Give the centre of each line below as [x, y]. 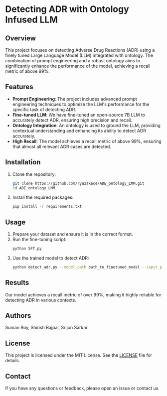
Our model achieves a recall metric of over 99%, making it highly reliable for [83, 294]
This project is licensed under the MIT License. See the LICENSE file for [79, 355]
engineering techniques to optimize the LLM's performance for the [81, 104]
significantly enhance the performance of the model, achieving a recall [78, 66]
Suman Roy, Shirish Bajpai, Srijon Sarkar [47, 328]
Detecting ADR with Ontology [67, 9]
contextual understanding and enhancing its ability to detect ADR [79, 131]
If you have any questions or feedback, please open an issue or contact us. [82, 388]
